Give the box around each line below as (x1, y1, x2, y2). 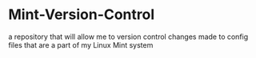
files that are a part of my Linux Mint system (8, 40, 154, 49)
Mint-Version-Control (8, 6, 155, 24)
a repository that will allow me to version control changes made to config (8, 32, 249, 41)
